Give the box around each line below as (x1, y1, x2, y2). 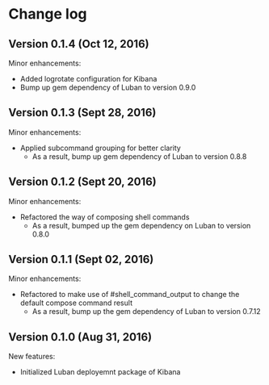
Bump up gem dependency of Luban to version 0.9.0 (19, 82, 196, 92)
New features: (8, 352, 56, 362)
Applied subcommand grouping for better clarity (19, 143, 182, 153)
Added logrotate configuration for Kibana (19, 74, 158, 83)
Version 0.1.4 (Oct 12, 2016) (8, 37, 149, 51)
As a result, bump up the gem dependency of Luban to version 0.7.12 (32, 307, 261, 316)
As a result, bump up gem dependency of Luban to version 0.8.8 (32, 151, 247, 161)
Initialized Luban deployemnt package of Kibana (19, 367, 181, 377)
